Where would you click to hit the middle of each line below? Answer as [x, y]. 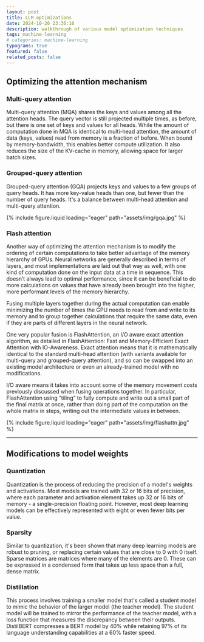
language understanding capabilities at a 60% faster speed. [81, 633]
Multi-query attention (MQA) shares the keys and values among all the [94, 112]
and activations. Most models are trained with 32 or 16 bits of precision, [96, 491]
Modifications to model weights [67, 454]
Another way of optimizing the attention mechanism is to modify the [91, 246]
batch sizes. [22, 157]
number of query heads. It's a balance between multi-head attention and [97, 199]
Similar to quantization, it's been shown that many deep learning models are [101, 545]
